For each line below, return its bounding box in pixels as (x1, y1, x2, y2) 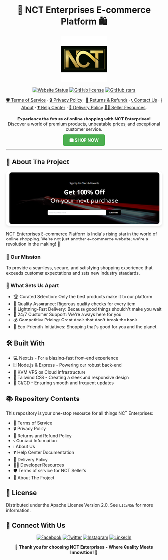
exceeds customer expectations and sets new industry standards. (6, 270, 140, 276)
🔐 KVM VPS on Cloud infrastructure (13, 369, 86, 375)
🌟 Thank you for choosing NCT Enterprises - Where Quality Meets (15, 544, 153, 550)
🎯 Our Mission (6, 253, 41, 260)
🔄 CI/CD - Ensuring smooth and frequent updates (13, 380, 114, 386)
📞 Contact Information (13, 438, 57, 443)
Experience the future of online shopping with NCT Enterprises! (17, 116, 151, 121)
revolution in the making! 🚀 (6, 241, 60, 247)
